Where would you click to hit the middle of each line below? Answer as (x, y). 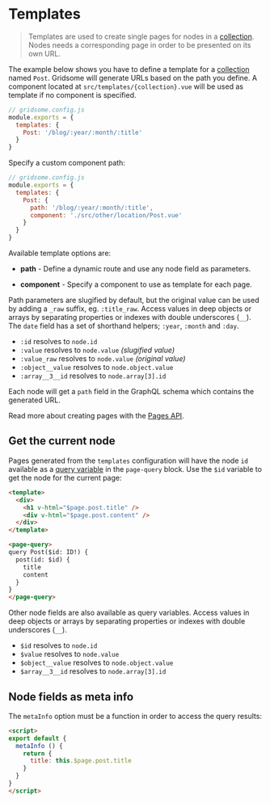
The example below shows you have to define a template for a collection (129, 69)
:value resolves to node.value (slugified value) (97, 350)
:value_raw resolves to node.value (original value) (103, 359)
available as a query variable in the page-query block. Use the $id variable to (135, 469)
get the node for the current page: (65, 477)
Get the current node (62, 441)
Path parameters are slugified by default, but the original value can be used (134, 301)
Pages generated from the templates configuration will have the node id (129, 460)
